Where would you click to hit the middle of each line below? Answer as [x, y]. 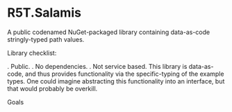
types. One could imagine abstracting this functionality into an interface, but [116, 81]
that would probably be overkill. [52, 88]
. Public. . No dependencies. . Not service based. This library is [97, 66]
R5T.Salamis [44, 13]
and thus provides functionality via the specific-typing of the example [125, 74]
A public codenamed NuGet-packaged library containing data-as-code [109, 32]
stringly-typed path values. [46, 39]
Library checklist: [32, 53]
